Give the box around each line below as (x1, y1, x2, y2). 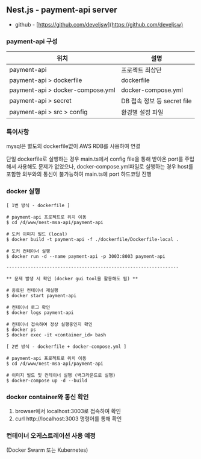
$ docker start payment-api (6, 292, 77, 298)
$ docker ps (6, 326, 36, 333)
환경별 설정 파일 (121, 108, 164, 117)
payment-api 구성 (6, 37, 58, 45)
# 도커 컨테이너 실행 (6, 248, 51, 254)
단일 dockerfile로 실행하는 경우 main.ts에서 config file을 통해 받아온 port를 (6, 155, 184, 162)
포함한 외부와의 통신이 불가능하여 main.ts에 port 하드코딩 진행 (6, 170, 152, 178)
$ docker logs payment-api (6, 309, 74, 316)
